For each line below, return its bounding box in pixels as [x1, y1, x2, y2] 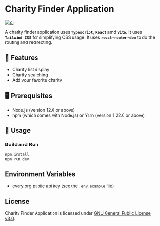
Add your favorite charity [12, 77, 62, 82]
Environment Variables [5, 170, 76, 179]
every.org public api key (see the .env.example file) [12, 183, 114, 189]
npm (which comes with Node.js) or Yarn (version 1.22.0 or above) [12, 112, 145, 118]
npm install [5, 152, 29, 157]
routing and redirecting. [5, 39, 53, 45]
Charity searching [12, 72, 48, 78]
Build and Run [5, 141, 39, 147]
